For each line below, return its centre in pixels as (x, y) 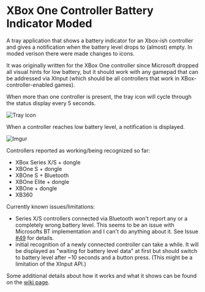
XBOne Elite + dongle (42, 181)
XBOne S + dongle (39, 169)
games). (65, 85)
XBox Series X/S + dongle (48, 162)
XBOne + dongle (36, 188)
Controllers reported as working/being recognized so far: (78, 150)
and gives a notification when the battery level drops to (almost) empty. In (99, 47)
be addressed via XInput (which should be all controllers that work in (93, 78)
